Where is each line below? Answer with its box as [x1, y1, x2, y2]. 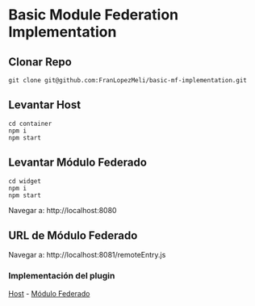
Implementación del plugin [8, 270, 115, 282]
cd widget [8, 177, 42, 185]
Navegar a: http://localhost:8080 [8, 205, 117, 215]
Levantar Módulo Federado [8, 156, 148, 170]
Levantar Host [8, 99, 82, 112]
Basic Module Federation [8, 6, 179, 24]
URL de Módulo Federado [8, 228, 138, 243]
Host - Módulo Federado [8, 288, 90, 298]
